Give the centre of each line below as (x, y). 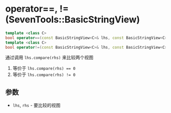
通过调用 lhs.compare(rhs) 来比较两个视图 (49, 58)
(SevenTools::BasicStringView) (73, 20)
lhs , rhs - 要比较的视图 (37, 105)
